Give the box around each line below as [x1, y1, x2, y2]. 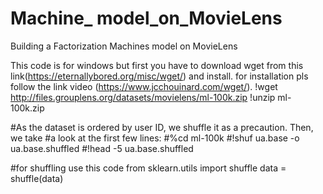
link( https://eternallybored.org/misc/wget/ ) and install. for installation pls [10, 70, 309, 82]
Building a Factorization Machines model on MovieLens [10, 40, 238, 52]
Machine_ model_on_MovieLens [10, 7, 283, 30]
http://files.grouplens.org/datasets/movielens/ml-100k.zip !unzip [10, 91, 276, 103]
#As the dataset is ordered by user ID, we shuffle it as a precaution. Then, [10, 121, 314, 133]
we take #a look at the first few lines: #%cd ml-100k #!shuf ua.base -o [10, 132, 300, 144]
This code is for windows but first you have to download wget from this [10, 59, 304, 71]
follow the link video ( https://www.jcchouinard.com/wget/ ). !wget [10, 80, 278, 92]
